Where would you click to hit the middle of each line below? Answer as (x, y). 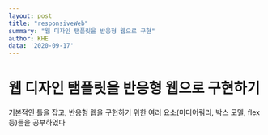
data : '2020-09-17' (41, 46)
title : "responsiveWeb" (49, 23)
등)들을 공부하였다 (37, 123)
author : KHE (28, 38)
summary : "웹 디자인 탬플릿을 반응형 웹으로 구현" (82, 31)
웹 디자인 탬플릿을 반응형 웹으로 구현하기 (134, 89)
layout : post (30, 16)
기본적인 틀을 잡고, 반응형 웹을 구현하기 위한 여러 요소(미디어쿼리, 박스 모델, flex (134, 112)
